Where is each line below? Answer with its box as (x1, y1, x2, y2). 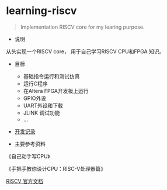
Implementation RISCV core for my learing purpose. (20, 23, 145, 30)
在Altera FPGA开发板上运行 (23, 87, 89, 94)
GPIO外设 (23, 95, 47, 102)
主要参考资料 (14, 140, 46, 147)
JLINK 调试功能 (23, 109, 60, 116)
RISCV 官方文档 (6, 177, 44, 185)
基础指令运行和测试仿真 (23, 72, 80, 80)
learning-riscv (6, 4, 77, 18)
